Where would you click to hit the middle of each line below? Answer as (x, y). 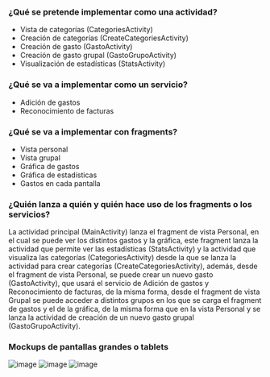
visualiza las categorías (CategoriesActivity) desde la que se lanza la (122, 258)
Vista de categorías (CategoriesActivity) (86, 30)
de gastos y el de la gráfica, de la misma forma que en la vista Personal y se (135, 309)
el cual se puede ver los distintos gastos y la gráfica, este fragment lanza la (133, 241)
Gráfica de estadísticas (58, 175)
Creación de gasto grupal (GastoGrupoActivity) (98, 56)
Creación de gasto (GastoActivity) (76, 47)
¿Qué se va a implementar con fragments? (93, 131)
